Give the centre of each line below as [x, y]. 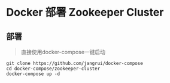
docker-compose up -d [33, 74]
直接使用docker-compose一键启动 [63, 52]
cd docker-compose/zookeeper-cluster [53, 69]
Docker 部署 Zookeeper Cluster [85, 12]
